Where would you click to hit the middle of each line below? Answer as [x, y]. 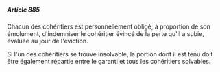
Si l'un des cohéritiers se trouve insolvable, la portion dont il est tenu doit [110, 54]
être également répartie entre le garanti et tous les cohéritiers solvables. [109, 61]
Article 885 [23, 10]
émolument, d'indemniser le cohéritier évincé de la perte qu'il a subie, [106, 33]
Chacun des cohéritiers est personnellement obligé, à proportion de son [109, 26]
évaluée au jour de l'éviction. [48, 41]
